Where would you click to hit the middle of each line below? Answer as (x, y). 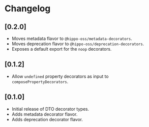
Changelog (28, 9)
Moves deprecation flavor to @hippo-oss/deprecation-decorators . (78, 44)
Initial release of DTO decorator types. (50, 109)
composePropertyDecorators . (40, 81)
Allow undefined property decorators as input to (60, 76)
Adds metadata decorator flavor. (45, 114)
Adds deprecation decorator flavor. (47, 119)
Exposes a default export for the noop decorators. (61, 49)
